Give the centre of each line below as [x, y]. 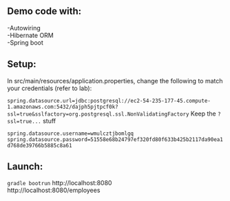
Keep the [203, 114]
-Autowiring [24, 28]
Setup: [22, 64]
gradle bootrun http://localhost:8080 [60, 183]
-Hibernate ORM [30, 35]
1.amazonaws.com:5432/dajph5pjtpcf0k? [63, 107]
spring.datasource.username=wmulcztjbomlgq [71, 134]
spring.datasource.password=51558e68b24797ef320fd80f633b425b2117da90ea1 [115, 139]
